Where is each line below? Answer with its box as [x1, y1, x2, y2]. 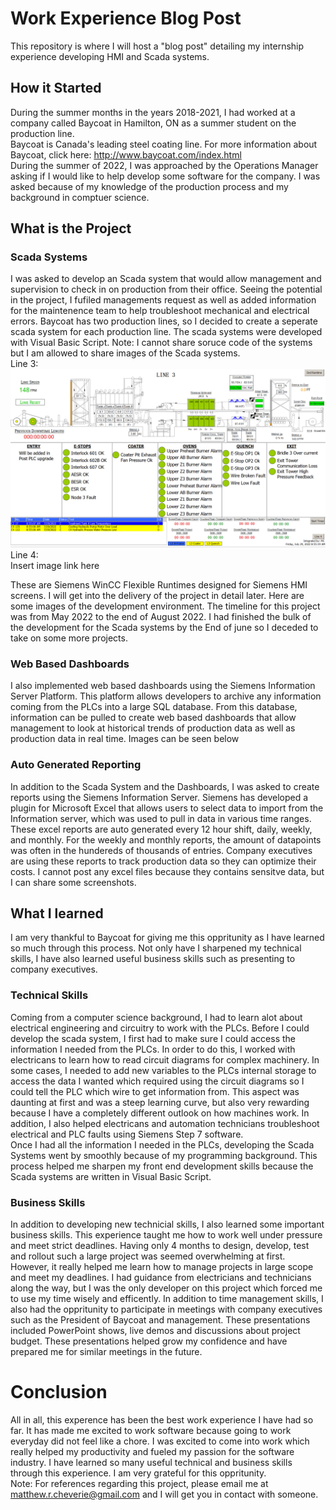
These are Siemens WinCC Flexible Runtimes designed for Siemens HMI [10, 578, 308, 591]
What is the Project [10, 220, 132, 237]
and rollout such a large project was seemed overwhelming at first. [10, 1250, 286, 1262]
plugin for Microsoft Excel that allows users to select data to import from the [10, 802, 324, 814]
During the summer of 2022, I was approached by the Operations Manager [10, 159, 319, 171]
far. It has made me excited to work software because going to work [10, 1424, 292, 1436]
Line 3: [10, 358, 39, 370]
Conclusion [10, 1381, 108, 1404]
